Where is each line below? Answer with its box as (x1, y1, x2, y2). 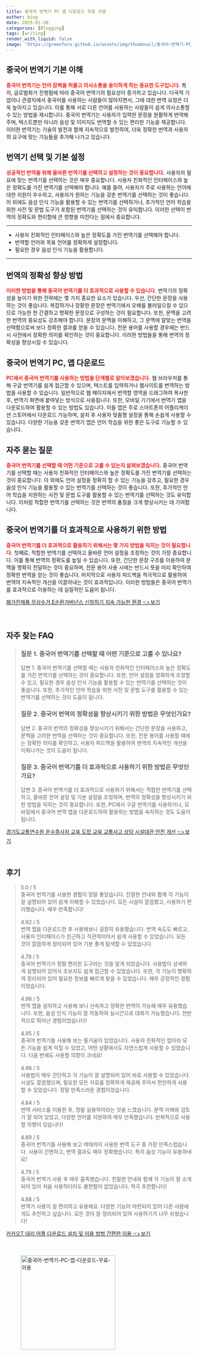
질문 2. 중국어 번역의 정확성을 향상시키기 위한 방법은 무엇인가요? (20, 710, 192, 718)
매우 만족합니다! (47, 905, 84, 912)
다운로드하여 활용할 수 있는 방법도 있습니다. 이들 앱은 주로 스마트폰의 (6, 404, 163, 411)
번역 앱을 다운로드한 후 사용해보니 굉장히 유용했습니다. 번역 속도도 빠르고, (20, 925, 189, 933)
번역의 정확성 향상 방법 (6, 270, 84, 280)
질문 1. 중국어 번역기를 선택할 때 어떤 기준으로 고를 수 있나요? (20, 650, 181, 658)
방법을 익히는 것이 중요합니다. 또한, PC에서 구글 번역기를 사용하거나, (27, 801, 184, 808)
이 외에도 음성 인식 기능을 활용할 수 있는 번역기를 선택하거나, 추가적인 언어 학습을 (6, 198, 192, 205)
